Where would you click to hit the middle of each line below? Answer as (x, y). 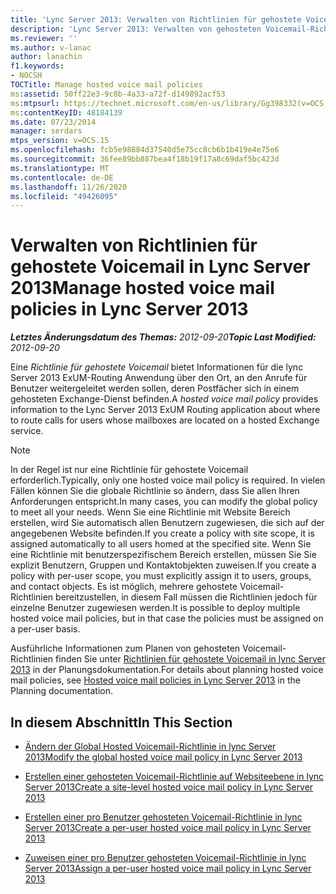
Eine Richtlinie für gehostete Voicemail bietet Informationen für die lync (157, 367)
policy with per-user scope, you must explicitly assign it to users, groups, (161, 576)
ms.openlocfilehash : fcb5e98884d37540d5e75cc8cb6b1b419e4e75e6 (145, 150)
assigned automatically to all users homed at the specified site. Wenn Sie (161, 544)
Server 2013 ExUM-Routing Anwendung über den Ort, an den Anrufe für (159, 378)
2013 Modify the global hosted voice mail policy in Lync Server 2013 (163, 757)
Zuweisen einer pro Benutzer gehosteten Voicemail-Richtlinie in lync (165, 857)
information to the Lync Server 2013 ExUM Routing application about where (165, 410)
